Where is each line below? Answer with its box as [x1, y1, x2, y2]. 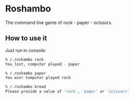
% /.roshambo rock [5, 57, 44, 62]
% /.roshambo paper [5, 70, 46, 75]
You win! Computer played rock [5, 75, 71, 80]
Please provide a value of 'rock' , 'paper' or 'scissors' [5, 89, 129, 94]
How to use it [5, 34, 47, 42]
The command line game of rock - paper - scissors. [5, 19, 112, 25]
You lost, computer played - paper [5, 61, 80, 66]
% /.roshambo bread [5, 84, 46, 89]
